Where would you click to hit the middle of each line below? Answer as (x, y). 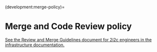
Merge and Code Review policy (68, 26)
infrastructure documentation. (35, 45)
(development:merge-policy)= (35, 7)
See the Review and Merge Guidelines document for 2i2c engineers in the (78, 39)
